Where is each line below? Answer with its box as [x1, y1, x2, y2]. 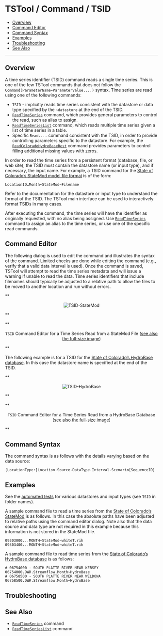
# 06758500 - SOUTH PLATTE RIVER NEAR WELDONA [5, 574, 101, 579]
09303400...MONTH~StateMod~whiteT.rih [5, 542, 83, 547]
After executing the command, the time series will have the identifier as [5, 210, 147, 216]
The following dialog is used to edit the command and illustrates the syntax [5, 253, 155, 258]
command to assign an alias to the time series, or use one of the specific [5, 221, 150, 226]
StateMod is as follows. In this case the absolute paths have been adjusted [5, 513, 154, 519]
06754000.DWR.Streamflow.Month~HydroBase [5, 570, 90, 575]
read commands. [5, 225, 39, 231]
